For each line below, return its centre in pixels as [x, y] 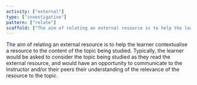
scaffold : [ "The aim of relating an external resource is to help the [94, 28]
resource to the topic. [32, 76]
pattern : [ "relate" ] [31, 22]
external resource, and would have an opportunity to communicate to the [94, 63]
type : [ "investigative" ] [36, 17]
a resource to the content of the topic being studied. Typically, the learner [95, 51]
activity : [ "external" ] [35, 11]
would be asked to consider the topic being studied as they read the [88, 57]
